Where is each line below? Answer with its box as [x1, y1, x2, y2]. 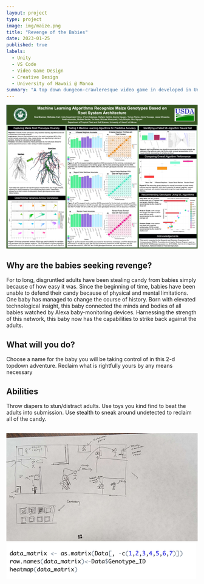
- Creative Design [12, 74, 59, 80]
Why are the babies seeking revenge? [6, 261, 152, 271]
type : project [6, 16, 42, 23]
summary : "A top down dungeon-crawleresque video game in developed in [6, 87, 191, 93]
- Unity [12, 55, 32, 61]
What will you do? [6, 339, 75, 350]
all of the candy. [6, 415, 47, 423]
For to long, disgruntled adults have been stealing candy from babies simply [6, 276, 196, 284]
